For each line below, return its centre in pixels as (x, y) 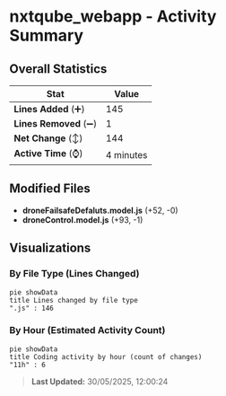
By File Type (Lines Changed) (74, 274)
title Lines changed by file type (74, 300)
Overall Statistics (58, 69)
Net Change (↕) (48, 138)
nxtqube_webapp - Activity (113, 17)
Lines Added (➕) (49, 109)
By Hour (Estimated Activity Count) (87, 330)
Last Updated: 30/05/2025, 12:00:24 (100, 381)
